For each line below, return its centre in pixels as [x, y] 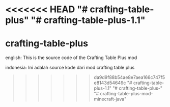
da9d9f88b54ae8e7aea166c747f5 [130, 77]
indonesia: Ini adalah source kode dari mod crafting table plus [70, 68]
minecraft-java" [110, 99]
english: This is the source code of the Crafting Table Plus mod [71, 58]
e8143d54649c [110, 83]
